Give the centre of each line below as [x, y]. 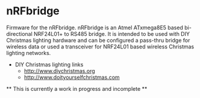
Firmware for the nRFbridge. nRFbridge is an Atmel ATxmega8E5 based [95, 27]
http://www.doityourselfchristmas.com [72, 77]
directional [20, 33]
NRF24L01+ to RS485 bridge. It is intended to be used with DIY [111, 33]
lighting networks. [29, 53]
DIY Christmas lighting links [49, 65]
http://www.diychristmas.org [59, 71]
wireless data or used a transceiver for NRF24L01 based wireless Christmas [100, 47]
